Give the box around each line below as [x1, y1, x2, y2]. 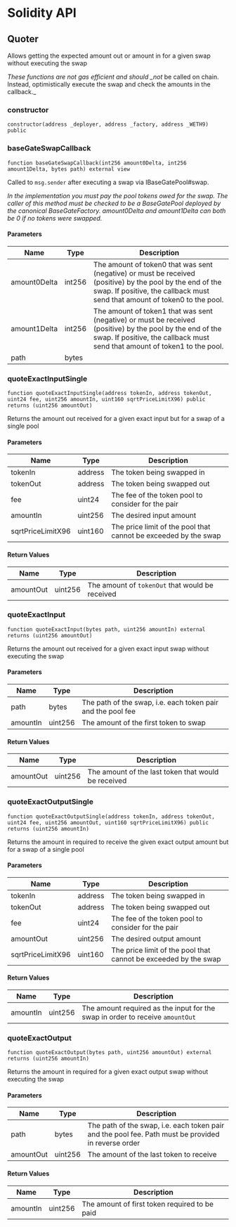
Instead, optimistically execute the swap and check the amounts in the [7, 80, 211, 89]
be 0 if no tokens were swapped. [7, 214, 103, 222]
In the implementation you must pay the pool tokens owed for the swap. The [7, 191, 228, 200]
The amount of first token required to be [81, 1199, 214, 1209]
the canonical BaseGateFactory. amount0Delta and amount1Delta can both [7, 206, 226, 215]
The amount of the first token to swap [81, 718, 206, 727]
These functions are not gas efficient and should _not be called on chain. [7, 72, 219, 81]
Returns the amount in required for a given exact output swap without [7, 1067, 209, 1076]
